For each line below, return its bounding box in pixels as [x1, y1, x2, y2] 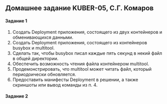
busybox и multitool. [12, 45, 55, 51]
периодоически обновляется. [12, 71, 76, 77]
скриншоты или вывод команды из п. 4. [12, 82, 98, 88]
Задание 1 [5, 17, 28, 24]
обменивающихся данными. [12, 34, 74, 40]
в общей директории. [12, 55, 59, 61]
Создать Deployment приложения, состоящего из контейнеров [12, 39, 147, 45]
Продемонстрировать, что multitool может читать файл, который [12, 66, 152, 72]
